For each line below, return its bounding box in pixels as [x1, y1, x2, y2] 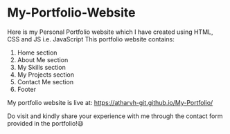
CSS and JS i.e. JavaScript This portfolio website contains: [7, 35, 175, 43]
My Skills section [17, 63, 66, 71]
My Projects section [17, 70, 75, 79]
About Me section [17, 55, 69, 64]
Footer [17, 85, 37, 93]
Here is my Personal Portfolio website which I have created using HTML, [7, 28, 213, 36]
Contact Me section [17, 77, 74, 86]
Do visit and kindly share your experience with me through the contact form [7, 112, 223, 120]
